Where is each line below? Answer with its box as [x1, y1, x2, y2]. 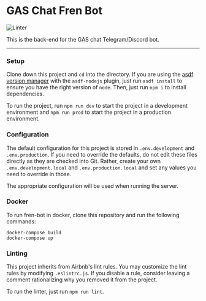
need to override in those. [6, 170, 72, 177]
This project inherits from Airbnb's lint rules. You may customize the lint [6, 263, 187, 270]
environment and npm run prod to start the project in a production [6, 108, 172, 116]
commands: [6, 218, 37, 225]
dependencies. [6, 90, 44, 98]
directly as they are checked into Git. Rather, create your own [6, 157, 161, 165]
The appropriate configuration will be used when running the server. [6, 182, 179, 190]
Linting [6, 249, 28, 258]
